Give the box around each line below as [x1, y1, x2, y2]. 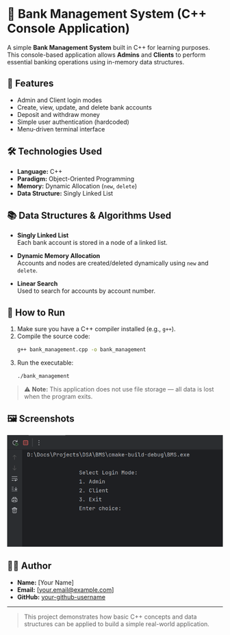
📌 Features [7, 78, 54, 90]
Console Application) [7, 21, 130, 36]
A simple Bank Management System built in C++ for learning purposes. [7, 43, 210, 51]
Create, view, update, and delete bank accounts [16, 103, 152, 112]
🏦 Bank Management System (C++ [7, 6, 207, 22]
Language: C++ [16, 167, 63, 175]
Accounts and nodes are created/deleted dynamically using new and [16, 259, 209, 268]
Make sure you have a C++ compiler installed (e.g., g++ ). [16, 325, 176, 333]
